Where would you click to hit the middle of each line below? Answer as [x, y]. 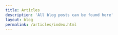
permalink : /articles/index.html [41, 24]
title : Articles [23, 10]
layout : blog [19, 20]
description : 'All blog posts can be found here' [60, 15]
